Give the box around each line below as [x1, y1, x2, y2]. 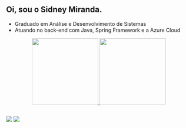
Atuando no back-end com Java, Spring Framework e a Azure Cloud [14, 26, 181, 33]
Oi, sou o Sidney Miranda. [6, 5, 102, 15]
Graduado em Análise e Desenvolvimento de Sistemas [14, 20, 147, 27]
